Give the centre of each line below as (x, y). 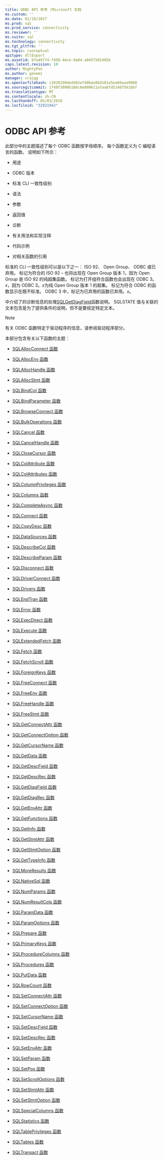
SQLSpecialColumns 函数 (38, 1110)
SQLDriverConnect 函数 (36, 578)
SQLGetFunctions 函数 (35, 818)
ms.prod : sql (18, 23)
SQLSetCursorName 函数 (38, 1017)
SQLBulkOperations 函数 (37, 422)
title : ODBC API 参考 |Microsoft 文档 (43, 10)
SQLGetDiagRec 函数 (33, 797)
